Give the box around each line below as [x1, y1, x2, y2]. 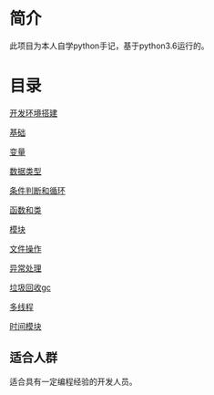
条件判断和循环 [9, 184, 66, 196]
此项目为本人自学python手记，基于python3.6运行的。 [9, 40, 209, 51]
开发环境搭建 [9, 107, 57, 119]
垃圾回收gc [9, 282, 52, 293]
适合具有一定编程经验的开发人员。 [9, 376, 138, 387]
